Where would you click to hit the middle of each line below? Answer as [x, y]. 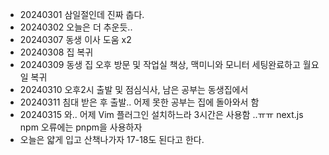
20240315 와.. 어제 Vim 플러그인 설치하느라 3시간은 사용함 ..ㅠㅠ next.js [161, 114]
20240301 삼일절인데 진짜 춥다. [82, 14]
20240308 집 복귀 [56, 52]
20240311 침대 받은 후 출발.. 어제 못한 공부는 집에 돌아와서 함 [139, 102]
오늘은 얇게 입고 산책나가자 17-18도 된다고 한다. [112, 139]
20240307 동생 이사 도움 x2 [75, 39]
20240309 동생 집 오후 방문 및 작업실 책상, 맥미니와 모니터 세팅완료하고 [160, 64]
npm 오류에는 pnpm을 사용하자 [81, 127]
